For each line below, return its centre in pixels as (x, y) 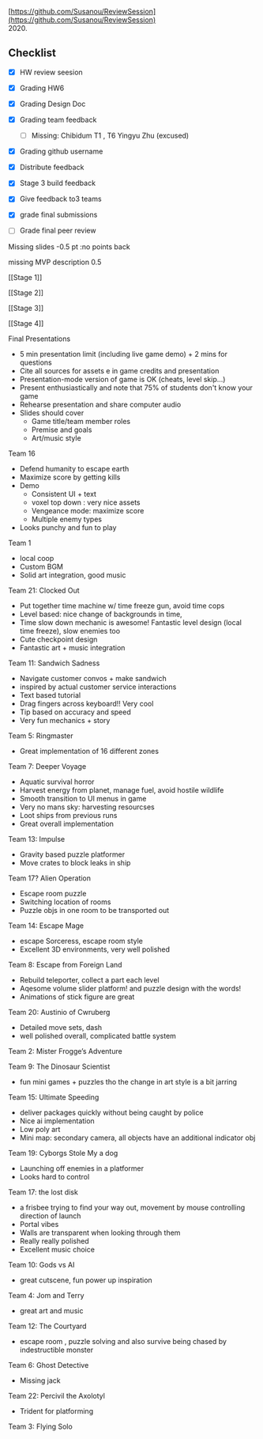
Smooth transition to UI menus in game (83, 798)
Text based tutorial (50, 695)
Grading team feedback (58, 119)
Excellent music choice (57, 1249)
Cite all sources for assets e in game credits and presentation (119, 370)
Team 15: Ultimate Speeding (54, 1097)
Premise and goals (62, 430)
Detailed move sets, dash (61, 1027)
